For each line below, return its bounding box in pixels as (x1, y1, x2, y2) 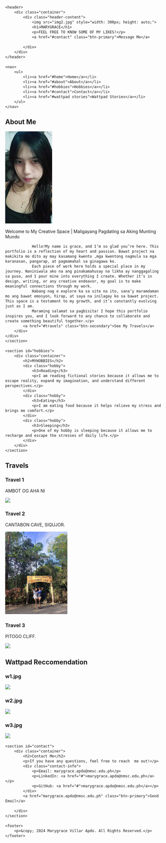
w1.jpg (5, 673, 21, 680)
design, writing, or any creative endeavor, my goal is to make (5, 279, 141, 284)
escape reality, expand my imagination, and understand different (5, 378, 146, 383)
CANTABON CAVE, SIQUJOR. (5, 522, 66, 527)
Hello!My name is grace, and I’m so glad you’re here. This (31, 244, 159, 249)
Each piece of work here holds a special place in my (31, 264, 146, 269)
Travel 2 (5, 510, 25, 517)
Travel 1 (5, 476, 24, 483)
